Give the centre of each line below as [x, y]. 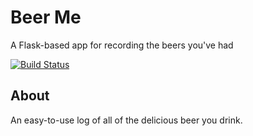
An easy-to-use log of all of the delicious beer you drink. [126, 120]
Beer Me [46, 17]
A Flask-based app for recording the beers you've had [122, 45]
